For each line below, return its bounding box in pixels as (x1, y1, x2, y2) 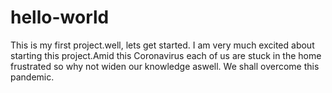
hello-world (10, 6, 110, 29)
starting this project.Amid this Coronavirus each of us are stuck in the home (10, 49, 322, 61)
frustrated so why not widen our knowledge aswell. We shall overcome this (10, 60, 320, 72)
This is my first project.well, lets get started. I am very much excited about (10, 39, 315, 51)
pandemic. (10, 71, 55, 83)
